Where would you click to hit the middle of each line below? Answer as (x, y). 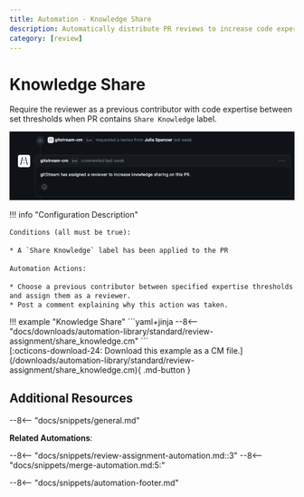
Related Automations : (51, 438)
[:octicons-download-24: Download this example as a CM (117, 351)
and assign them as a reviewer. (70, 296)
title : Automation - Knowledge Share (81, 19)
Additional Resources (71, 399)
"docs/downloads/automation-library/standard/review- (112, 332)
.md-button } (167, 370)
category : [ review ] (46, 38)
